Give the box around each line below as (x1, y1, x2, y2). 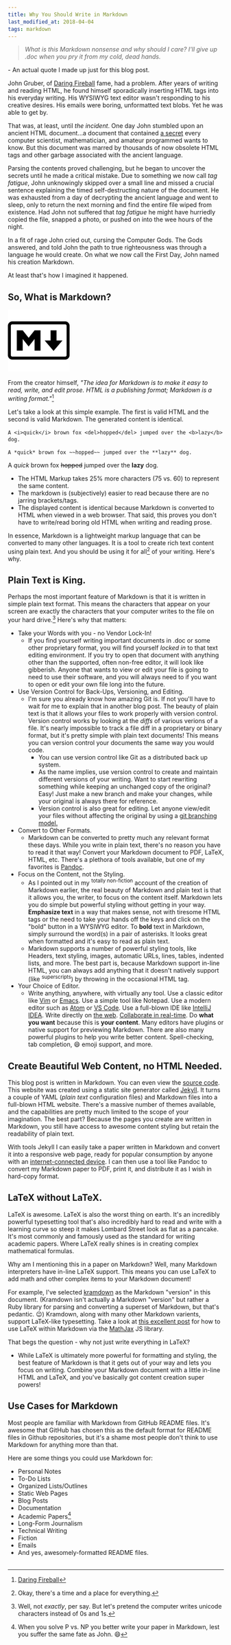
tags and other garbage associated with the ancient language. (8, 151, 184, 159)
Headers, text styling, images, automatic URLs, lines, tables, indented (27, 951, 224, 960)
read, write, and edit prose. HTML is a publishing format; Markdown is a (8, 386, 212, 395)
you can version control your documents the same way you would (27, 738, 215, 747)
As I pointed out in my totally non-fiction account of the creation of (27, 877, 208, 887)
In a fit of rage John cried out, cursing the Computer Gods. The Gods (8, 236, 203, 244)
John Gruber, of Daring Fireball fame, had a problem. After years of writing (8, 79, 219, 87)
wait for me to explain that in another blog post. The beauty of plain (27, 702, 219, 710)
